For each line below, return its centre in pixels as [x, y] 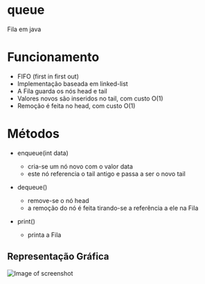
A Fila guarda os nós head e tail [62, 91]
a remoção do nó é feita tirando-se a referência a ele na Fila [113, 208]
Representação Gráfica [58, 257]
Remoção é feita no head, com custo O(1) [76, 105]
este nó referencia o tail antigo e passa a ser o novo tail [106, 174]
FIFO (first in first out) [48, 76]
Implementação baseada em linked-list [72, 83]
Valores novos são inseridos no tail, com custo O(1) [90, 98]
